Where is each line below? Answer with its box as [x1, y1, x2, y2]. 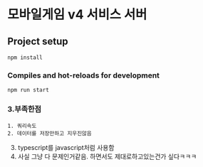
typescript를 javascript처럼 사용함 [17, 143, 115, 151]
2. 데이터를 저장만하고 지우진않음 [7, 129, 92, 137]
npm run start [7, 87, 50, 94]
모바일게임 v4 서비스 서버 [7, 6, 147, 23]
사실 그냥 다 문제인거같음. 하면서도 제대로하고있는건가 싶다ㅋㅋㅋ [17, 152, 197, 161]
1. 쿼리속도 [7, 122, 37, 129]
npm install [7, 54, 43, 61]
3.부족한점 [7, 104, 41, 114]
